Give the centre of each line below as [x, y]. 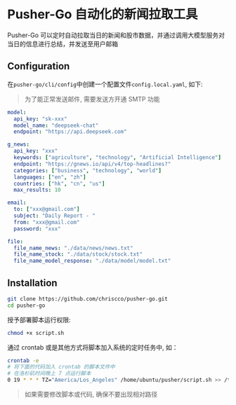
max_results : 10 [37, 190]
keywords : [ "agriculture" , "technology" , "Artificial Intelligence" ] [117, 158]
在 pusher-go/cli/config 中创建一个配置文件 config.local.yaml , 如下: [105, 84]
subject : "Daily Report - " [55, 216]
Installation [32, 283]
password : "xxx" [37, 228]
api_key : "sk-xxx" [41, 119]
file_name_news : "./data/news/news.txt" [73, 248]
